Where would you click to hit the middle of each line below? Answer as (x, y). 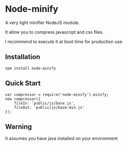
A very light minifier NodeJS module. (42, 23)
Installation (23, 57)
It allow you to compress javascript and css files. (54, 32)
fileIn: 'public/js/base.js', (45, 103)
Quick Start (23, 84)
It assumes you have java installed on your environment (62, 139)
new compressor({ (23, 99)
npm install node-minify (31, 68)
